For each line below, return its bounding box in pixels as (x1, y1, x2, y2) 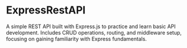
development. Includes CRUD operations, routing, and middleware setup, (6, 29, 182, 36)
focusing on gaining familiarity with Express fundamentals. (6, 35, 147, 42)
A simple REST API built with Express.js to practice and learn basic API (6, 23, 176, 30)
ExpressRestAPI (6, 4, 86, 17)
